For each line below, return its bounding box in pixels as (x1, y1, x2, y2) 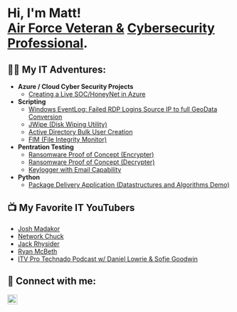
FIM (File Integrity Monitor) (28, 135, 107, 144)
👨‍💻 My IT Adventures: (7, 63, 107, 75)
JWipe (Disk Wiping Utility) (28, 120, 107, 129)
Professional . (7, 36, 88, 51)
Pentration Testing (17, 143, 75, 151)
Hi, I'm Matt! (7, 5, 82, 21)
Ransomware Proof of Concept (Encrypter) (28, 151, 154, 158)
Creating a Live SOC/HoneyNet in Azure (28, 90, 146, 98)
